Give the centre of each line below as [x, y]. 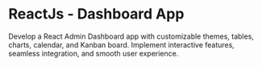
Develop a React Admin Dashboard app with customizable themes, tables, [131, 36]
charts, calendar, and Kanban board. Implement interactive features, [122, 44]
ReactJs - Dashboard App [96, 14]
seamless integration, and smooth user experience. [94, 53]
